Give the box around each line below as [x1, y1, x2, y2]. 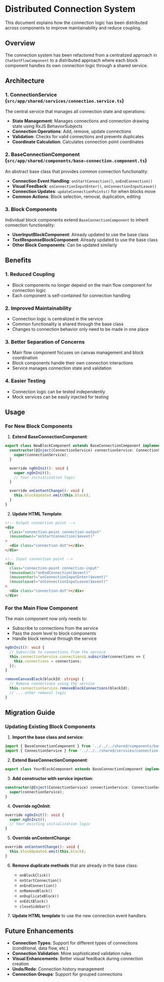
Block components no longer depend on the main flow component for [12, 282, 153, 288]
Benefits [5, 256, 32, 265]
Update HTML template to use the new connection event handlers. [12, 912, 147, 918]
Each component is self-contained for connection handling [12, 293, 131, 298]
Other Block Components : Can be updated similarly [12, 242, 117, 248]
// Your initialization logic [14, 475, 76, 480]
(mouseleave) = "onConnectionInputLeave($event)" [9, 579, 108, 584]
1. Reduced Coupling [5, 271, 55, 278]
